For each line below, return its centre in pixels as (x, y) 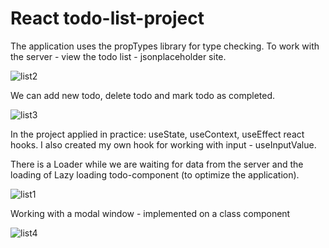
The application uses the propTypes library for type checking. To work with (165, 46)
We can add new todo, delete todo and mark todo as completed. (143, 95)
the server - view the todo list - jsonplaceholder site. (118, 56)
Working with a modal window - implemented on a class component (150, 213)
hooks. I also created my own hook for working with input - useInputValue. (163, 144)
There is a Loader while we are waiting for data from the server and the (157, 164)
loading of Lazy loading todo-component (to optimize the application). (155, 174)
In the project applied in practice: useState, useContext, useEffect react (157, 134)
